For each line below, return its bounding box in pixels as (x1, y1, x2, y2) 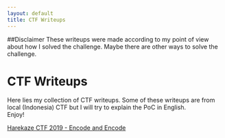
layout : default (7, 10, 54, 17)
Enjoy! (7, 111, 25, 119)
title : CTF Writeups (7, 16, 67, 23)
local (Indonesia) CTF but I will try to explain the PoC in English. (7, 103, 187, 111)
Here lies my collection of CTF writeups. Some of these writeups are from (7, 96, 215, 105)
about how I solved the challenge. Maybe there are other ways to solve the (7, 42, 218, 51)
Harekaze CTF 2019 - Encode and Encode (7, 124, 126, 132)
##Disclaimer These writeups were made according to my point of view (7, 35, 209, 43)
